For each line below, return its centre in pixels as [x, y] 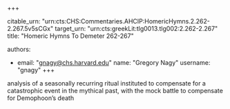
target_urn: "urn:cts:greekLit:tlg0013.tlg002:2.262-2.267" [136, 29]
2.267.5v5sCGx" [30, 29]
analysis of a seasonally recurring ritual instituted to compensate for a [106, 83]
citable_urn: [24, 21]
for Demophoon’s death [41, 98]
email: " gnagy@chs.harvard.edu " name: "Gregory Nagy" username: [114, 62]
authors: [19, 49]
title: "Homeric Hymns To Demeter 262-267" [70, 36]
